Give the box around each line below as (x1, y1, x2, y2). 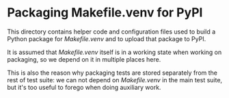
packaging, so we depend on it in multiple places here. (7, 55, 161, 63)
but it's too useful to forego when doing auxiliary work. (7, 83, 161, 91)
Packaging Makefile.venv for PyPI (7, 5, 203, 21)
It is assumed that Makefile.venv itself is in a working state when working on (7, 48, 222, 56)
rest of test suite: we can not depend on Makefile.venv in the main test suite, (7, 75, 223, 84)
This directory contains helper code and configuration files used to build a (7, 27, 216, 36)
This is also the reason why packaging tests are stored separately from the (7, 69, 217, 77)
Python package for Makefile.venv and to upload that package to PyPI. (7, 34, 206, 42)
